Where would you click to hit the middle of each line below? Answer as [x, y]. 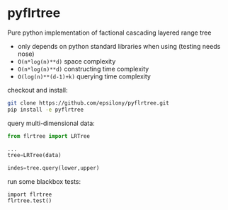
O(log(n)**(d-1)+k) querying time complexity [84, 76]
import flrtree [30, 195]
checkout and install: [38, 90]
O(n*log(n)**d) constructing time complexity [83, 69]
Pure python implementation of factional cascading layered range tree [109, 33]
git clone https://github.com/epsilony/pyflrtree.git [89, 103]
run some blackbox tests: [44, 182]
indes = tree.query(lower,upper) [53, 168]
